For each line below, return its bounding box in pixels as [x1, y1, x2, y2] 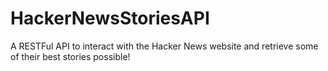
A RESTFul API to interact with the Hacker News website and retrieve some [10, 40, 319, 52]
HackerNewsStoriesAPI [10, 7, 210, 30]
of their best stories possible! [10, 50, 131, 62]
